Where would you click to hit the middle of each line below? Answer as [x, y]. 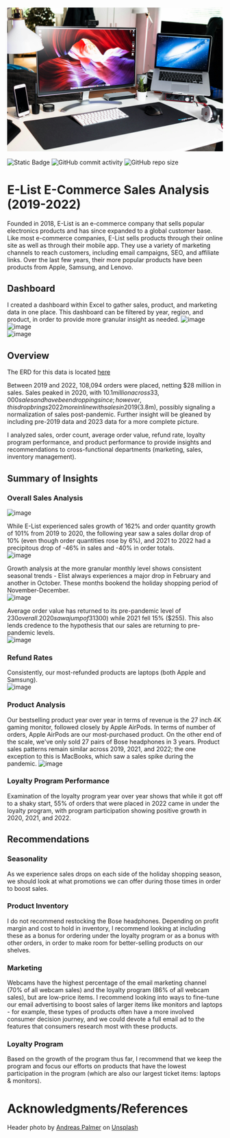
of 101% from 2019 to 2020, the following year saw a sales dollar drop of [109, 533]
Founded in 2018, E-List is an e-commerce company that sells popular [106, 223]
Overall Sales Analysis [45, 498]
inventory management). [42, 457]
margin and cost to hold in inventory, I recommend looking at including [106, 928]
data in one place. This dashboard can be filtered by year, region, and [105, 312]
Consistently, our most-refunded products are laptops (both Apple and [107, 672]
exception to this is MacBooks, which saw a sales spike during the [100, 756]
